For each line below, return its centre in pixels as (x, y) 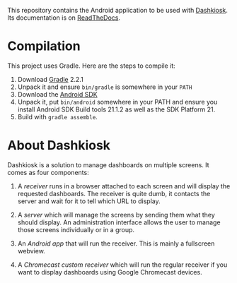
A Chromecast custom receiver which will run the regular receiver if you (122, 265)
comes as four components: (48, 172)
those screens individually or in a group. (76, 229)
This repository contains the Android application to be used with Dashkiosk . (118, 10)
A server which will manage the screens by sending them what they (116, 215)
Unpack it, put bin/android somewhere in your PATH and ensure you (117, 102)
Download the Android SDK (57, 94)
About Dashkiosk (59, 146)
